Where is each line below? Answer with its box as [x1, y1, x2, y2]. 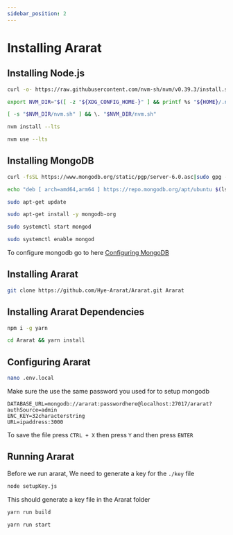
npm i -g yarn [7, 324, 49, 331]
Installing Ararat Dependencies [7, 306, 144, 318]
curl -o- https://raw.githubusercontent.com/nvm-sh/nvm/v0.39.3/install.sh [7, 86, 231, 93]
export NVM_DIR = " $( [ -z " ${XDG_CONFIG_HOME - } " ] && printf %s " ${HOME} [7, 98, 219, 105]
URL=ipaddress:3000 [7, 419, 64, 426]
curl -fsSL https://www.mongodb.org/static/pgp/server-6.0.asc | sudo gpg [7, 173, 222, 180]
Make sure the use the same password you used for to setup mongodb [7, 387, 210, 395]
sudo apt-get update [7, 198, 67, 205]
